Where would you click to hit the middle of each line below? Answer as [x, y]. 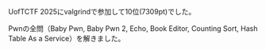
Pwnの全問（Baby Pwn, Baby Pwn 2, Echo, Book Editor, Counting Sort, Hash [133, 29]
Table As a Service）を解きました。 [67, 38]
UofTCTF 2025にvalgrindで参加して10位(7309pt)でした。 [102, 12]
